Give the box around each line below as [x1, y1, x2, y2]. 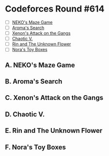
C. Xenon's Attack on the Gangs [5, 94, 103, 102]
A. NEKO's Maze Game [5, 61, 75, 69]
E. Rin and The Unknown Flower [5, 127, 103, 135]
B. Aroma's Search [5, 77, 62, 85]
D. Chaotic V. [5, 110, 45, 118]
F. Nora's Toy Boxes [5, 143, 66, 151]
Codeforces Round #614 [5, 3, 105, 14]
